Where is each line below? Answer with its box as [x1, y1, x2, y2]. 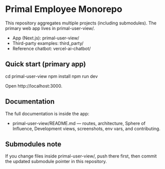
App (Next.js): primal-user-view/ [12, 35, 79, 41]
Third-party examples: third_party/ [12, 40, 84, 46]
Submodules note [5, 140, 61, 148]
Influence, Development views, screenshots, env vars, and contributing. [12, 126, 161, 132]
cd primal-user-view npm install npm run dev [5, 73, 98, 79]
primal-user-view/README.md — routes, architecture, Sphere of [12, 120, 146, 126]
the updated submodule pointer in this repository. [5, 159, 107, 165]
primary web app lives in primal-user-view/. [5, 25, 95, 31]
